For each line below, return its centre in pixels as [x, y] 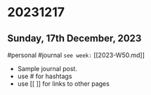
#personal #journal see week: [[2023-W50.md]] [76, 55]
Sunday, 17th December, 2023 [74, 38]
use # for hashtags [45, 76]
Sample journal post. [47, 69]
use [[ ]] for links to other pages [64, 84]
